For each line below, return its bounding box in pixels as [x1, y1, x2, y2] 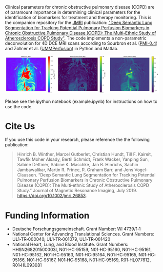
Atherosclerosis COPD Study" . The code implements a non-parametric [5, 35, 147, 41]
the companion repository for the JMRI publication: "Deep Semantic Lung [5, 19, 153, 25]
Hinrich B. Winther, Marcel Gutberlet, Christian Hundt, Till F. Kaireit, [17, 151, 152, 157]
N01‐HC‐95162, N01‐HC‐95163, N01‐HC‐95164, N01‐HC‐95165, [12, 252, 138, 258]
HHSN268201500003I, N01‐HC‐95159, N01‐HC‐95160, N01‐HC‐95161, [12, 247, 152, 253]
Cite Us [5, 120, 35, 132]
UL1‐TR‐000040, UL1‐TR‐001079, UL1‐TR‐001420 [12, 236, 111, 242]
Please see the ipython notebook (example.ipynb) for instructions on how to [5, 98, 158, 104]
